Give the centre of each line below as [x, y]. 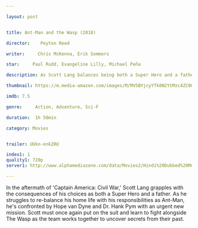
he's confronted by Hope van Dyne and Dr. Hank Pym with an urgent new [95, 206]
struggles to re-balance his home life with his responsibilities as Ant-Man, [95, 200]
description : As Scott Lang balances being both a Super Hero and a [92, 75]
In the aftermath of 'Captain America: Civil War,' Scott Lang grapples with [95, 187]
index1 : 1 [18, 155]
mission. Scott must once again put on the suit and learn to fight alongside [96, 212]
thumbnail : [19, 86]
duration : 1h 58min [32, 118]
